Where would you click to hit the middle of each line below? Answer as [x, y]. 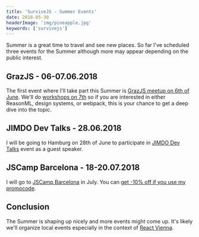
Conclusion [28, 207]
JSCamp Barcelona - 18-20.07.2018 [73, 168]
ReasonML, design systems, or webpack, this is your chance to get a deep [97, 103]
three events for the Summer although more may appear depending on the [97, 52]
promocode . [21, 188]
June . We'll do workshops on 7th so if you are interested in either [86, 97]
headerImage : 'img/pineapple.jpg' [49, 23]
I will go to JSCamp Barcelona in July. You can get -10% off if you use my [96, 182]
